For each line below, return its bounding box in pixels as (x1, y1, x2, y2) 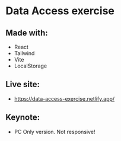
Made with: (5, 28, 48, 38)
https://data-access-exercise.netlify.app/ (14, 95, 115, 102)
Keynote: (5, 113, 40, 123)
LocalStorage (14, 62, 47, 69)
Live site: (5, 79, 40, 89)
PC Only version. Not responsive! (14, 128, 95, 135)
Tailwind (14, 50, 35, 57)
